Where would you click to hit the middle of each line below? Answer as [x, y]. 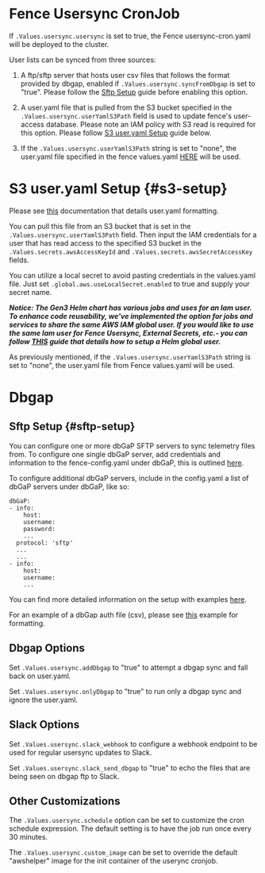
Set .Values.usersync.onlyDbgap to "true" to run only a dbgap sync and [125, 691]
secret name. [31, 292]
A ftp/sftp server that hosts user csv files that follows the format [125, 75]
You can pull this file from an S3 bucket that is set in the [100, 226]
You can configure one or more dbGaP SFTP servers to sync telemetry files [132, 445]
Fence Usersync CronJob [95, 14]
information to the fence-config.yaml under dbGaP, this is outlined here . [127, 463]
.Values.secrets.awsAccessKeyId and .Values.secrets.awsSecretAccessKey [131, 251]
